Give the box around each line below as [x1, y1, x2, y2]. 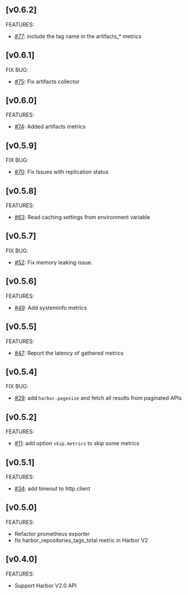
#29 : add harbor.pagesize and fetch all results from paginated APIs [14, 394, 182, 402]
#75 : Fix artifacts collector [14, 78, 80, 85]
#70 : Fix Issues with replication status [14, 169, 109, 176]
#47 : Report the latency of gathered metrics [14, 349, 124, 356]
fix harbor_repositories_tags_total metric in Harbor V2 [14, 536, 149, 544]
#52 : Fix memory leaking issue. [14, 259, 93, 266]
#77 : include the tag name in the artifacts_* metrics [14, 33, 141, 40]
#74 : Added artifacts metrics [14, 123, 86, 130]
